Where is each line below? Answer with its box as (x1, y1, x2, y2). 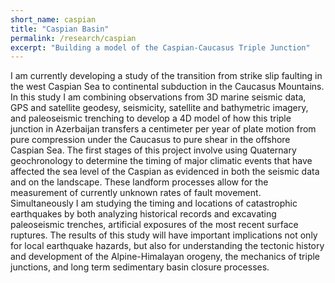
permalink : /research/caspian (10, 33, 137, 43)
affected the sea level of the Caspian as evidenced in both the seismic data (10, 166, 320, 178)
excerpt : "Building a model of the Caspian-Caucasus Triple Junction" (10, 42, 311, 53)
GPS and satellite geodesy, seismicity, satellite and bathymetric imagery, (10, 102, 309, 114)
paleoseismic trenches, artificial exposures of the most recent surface (10, 219, 299, 231)
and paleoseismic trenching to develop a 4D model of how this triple (10, 112, 292, 125)
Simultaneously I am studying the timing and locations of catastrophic (10, 197, 298, 210)
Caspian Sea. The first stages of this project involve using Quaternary (10, 144, 297, 156)
